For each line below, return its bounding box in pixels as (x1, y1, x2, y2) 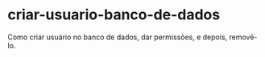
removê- (228, 32, 258, 42)
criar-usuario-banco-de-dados (7, 6, 221, 24)
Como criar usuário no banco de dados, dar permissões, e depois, (7, 32, 228, 42)
